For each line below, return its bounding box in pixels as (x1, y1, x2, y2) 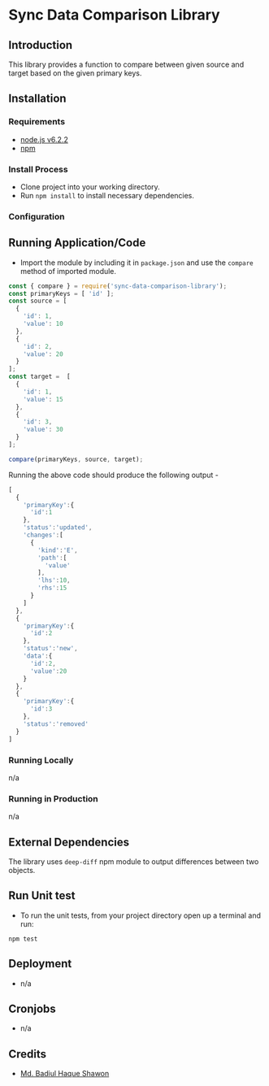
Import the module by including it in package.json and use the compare (20, 258, 254, 267)
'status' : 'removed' (23, 719, 89, 728)
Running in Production (8, 793, 99, 804)
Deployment (8, 957, 72, 971)
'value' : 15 (23, 395, 63, 403)
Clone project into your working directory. (20, 181, 160, 192)
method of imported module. (20, 266, 116, 276)
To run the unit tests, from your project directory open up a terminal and (20, 910, 262, 920)
